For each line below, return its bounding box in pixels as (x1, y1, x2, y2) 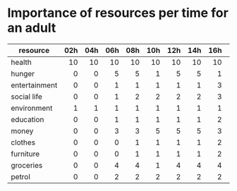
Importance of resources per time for (7, 5, 229, 21)
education (11, 114, 44, 124)
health (11, 57, 32, 67)
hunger (11, 68, 35, 78)
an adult (7, 20, 56, 36)
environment (11, 103, 53, 113)
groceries (11, 160, 43, 170)
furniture (11, 149, 40, 159)
